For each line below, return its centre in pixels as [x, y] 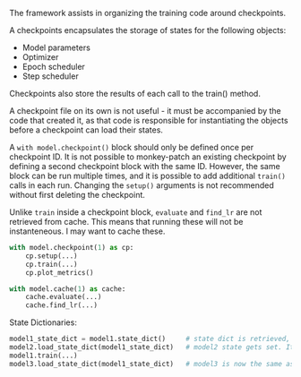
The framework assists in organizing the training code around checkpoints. [148, 13]
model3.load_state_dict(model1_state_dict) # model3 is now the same [146, 364]
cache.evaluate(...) [64, 297]
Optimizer [40, 57]
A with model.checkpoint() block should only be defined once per [132, 147]
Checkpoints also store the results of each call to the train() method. [135, 94]
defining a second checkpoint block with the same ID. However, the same [145, 166]
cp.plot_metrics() [60, 272]
